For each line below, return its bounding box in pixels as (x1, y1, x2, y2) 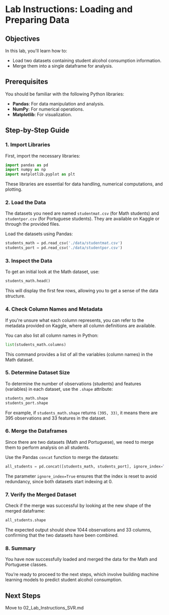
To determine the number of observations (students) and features (5, 380, 142, 387)
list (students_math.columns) (5, 342, 66, 347)
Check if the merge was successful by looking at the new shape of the (5, 502, 151, 508)
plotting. (5, 186, 23, 192)
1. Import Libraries (5, 141, 50, 148)
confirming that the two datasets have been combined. (5, 532, 119, 538)
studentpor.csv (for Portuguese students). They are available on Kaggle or (5, 216, 160, 222)
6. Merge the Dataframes (5, 428, 68, 435)
